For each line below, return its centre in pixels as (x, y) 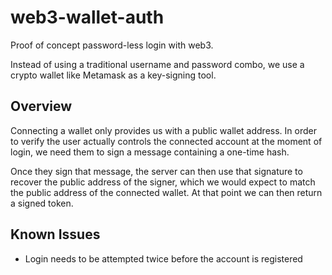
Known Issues (55, 234)
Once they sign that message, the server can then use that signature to (156, 171)
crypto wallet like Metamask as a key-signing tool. (113, 75)
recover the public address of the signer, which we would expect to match (163, 182)
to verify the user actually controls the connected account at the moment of (166, 141)
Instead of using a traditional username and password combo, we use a (157, 64)
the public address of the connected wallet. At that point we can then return (166, 192)
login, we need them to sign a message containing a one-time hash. (150, 152)
